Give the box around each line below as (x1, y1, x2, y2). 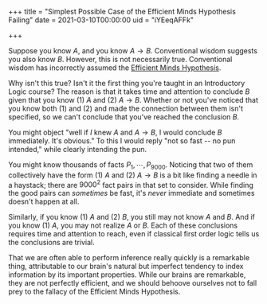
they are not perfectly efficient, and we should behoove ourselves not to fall (8, 279, 257, 288)
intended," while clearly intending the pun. (8, 145, 147, 154)
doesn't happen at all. (8, 197, 80, 206)
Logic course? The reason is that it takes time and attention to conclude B (8, 87, 250, 96)
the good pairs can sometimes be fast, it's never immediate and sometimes (8, 189, 255, 198)
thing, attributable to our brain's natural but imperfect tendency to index (8, 262, 244, 271)
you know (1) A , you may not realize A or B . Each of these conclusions (8, 220, 238, 230)
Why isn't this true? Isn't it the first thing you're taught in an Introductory (8, 79, 245, 88)
